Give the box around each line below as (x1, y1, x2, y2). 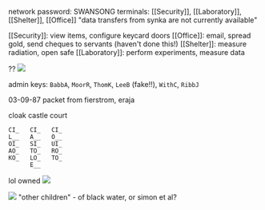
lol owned (8, 176, 41, 185)
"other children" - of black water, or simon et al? (18, 192, 178, 202)
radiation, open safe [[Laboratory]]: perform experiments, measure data (8, 48, 246, 57)
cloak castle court (8, 111, 68, 120)
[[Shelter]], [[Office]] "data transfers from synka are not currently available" (8, 15, 258, 25)
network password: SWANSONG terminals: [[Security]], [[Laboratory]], (8, 7, 242, 16)
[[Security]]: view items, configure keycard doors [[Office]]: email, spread (8, 31, 251, 40)
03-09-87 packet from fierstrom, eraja (8, 95, 135, 105)
